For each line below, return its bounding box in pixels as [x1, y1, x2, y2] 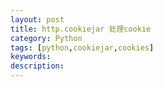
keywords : [10, 52, 52, 62]
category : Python [10, 33, 83, 43]
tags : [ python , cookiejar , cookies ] [10, 42, 155, 53]
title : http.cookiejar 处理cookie [10, 24, 152, 34]
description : [10, 61, 65, 71]
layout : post [10, 14, 65, 25]
